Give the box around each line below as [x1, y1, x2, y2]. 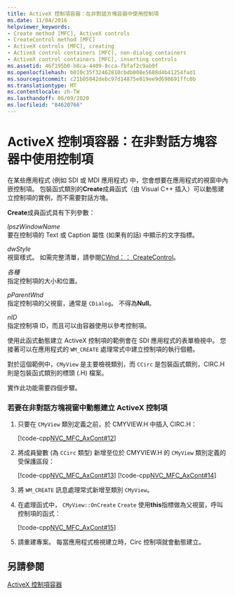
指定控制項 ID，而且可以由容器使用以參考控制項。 [7, 321, 151, 329]
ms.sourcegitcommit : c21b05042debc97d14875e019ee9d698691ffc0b [7, 75, 196, 83]
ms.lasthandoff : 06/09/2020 [7, 95, 90, 102]
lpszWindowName [7, 222, 61, 231]
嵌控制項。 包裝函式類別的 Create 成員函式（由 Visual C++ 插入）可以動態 [7, 184, 219, 193]
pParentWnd [7, 290, 44, 299]
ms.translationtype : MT [7, 82, 77, 89]
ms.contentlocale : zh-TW [7, 88, 80, 95]
